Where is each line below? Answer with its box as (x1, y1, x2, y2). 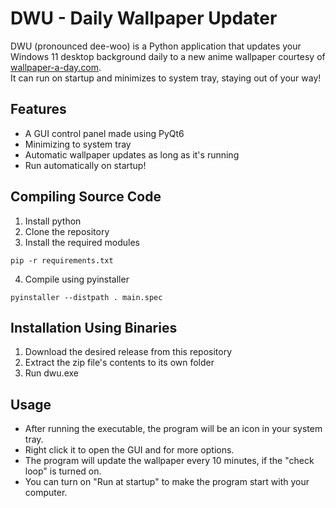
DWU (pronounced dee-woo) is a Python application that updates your (10, 40, 302, 52)
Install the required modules (24, 236, 141, 248)
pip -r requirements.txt (10, 255, 114, 266)
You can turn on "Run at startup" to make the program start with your (24, 476, 310, 488)
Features (10, 101, 67, 118)
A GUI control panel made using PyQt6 (24, 127, 185, 139)
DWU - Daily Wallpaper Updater (10, 7, 278, 30)
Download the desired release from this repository (24, 346, 233, 358)
